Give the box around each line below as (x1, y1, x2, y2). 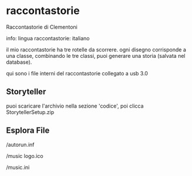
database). (6, 58, 32, 65)
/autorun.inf (6, 141, 35, 148)
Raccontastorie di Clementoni (6, 23, 78, 30)
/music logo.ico (6, 152, 43, 159)
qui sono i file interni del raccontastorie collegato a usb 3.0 (6, 70, 149, 77)
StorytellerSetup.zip (6, 108, 55, 115)
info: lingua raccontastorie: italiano (6, 34, 90, 42)
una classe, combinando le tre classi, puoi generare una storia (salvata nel (6, 52, 186, 59)
